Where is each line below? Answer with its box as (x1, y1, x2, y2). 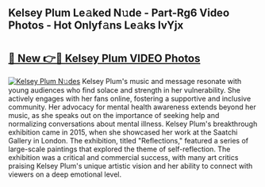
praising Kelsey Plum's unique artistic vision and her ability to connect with (8, 162, 253, 170)
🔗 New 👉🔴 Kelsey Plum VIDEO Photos (8, 52, 201, 65)
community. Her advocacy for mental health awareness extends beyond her (8, 102, 256, 112)
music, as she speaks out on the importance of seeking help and (8, 111, 220, 120)
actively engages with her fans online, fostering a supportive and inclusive (8, 94, 252, 103)
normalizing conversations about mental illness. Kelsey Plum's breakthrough (8, 119, 258, 128)
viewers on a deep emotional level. (8, 170, 122, 179)
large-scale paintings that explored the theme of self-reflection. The (8, 144, 231, 154)
